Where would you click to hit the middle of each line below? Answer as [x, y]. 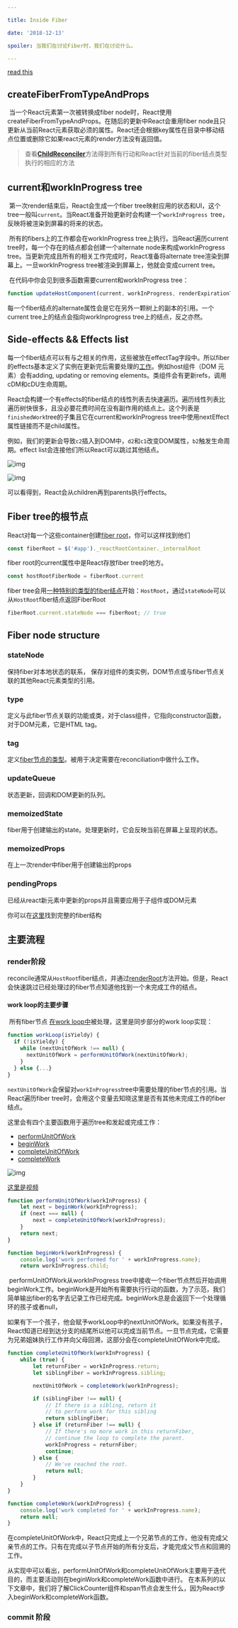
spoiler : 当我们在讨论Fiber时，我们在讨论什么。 [72, 46]
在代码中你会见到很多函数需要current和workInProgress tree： [99, 280]
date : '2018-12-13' [36, 33]
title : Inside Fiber [38, 20]
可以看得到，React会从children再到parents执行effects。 [89, 492]
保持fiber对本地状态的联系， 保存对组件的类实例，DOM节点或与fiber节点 [113, 671]
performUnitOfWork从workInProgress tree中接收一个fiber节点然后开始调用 [118, 1281]
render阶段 [27, 961]
